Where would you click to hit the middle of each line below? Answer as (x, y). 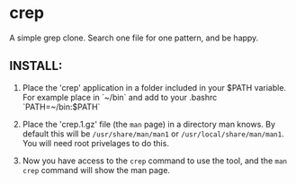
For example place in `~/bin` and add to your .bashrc (120, 97)
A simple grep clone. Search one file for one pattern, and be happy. (134, 38)
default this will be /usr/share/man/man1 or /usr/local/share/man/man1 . (153, 134)
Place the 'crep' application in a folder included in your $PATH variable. (154, 87)
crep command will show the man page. (96, 170)
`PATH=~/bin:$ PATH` (61, 107)
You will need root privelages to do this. (95, 143)
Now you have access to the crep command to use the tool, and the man (155, 161)
